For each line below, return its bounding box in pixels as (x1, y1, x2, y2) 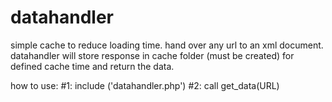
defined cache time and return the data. (10, 60, 175, 72)
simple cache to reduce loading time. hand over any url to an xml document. (10, 39, 324, 51)
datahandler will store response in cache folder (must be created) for (10, 49, 295, 61)
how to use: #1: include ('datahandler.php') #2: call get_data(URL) (10, 79, 280, 91)
